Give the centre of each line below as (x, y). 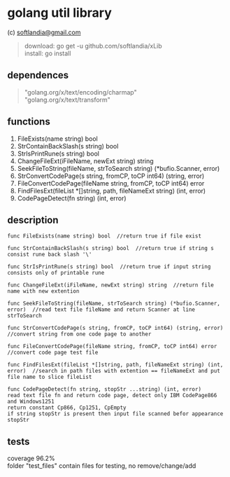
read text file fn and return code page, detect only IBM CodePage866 (112, 396)
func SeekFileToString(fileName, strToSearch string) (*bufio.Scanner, (114, 304)
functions (29, 122)
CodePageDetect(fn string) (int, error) (72, 198)
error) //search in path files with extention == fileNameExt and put (114, 371)
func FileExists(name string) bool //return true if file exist (104, 236)
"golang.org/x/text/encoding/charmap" (81, 92)
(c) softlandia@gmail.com (44, 32)
